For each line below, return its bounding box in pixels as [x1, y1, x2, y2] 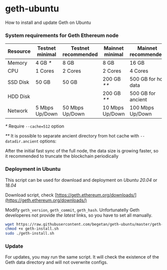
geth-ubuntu [5, 3, 59, 14]
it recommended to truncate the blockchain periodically [5, 153, 119, 159]
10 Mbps [102, 104, 124, 111]
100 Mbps [129, 104, 154, 111]
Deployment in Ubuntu [5, 165, 61, 172]
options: [39, 138, 57, 144]
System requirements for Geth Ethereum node [5, 32, 119, 39]
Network [7, 108, 28, 115]
